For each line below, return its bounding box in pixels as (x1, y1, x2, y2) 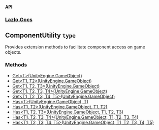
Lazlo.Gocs (5, 16, 33, 23)
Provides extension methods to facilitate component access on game (5, 44, 145, 50)
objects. (5, 49, 22, 55)
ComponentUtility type (5, 31, 76, 39)
